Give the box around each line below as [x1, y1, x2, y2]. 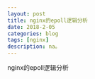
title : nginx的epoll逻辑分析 [7, 17, 89, 24]
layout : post [7, 10, 46, 18]
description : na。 [7, 43, 61, 50]
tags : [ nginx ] [7, 37, 50, 44]
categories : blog [7, 30, 59, 37]
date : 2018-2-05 [7, 23, 55, 30]
